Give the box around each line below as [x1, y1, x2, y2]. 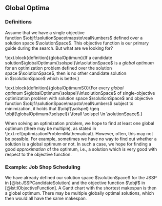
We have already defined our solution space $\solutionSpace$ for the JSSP [5, 174, 157, 180]
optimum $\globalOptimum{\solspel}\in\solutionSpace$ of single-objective [5, 90, 155, 96]
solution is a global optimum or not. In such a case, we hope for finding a [5, 141, 151, 147]
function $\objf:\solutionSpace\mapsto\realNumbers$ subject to [5, 100, 134, 106]
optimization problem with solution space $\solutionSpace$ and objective [5, 95, 153, 101]
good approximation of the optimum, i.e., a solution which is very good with [5, 146, 157, 152]
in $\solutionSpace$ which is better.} [5, 75, 80, 81]
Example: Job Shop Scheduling [5, 164, 81, 170]
